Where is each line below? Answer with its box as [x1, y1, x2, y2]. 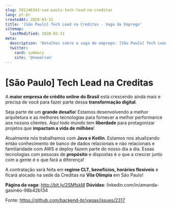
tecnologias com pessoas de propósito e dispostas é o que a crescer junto [5, 151, 163, 158]
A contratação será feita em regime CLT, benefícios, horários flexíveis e [5, 167, 159, 173]
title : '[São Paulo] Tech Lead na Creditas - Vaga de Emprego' [5, 21, 142, 27]
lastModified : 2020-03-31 [10, 31, 65, 36]
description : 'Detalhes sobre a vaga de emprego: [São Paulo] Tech [10, 41, 156, 46]
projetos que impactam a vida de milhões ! [5, 125, 95, 132]
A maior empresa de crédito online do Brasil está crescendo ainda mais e [5, 94, 161, 100]
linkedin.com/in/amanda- [106, 182, 159, 188]
